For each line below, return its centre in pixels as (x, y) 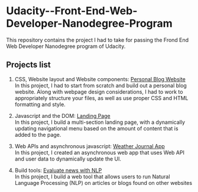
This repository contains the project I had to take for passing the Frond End (98, 40)
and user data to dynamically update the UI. (68, 159)
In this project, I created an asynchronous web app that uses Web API (100, 152)
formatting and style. (40, 104)
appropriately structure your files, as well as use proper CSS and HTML (101, 98)
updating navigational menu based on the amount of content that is (96, 128)
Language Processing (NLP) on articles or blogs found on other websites (103, 183)
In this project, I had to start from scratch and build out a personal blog (101, 85)
